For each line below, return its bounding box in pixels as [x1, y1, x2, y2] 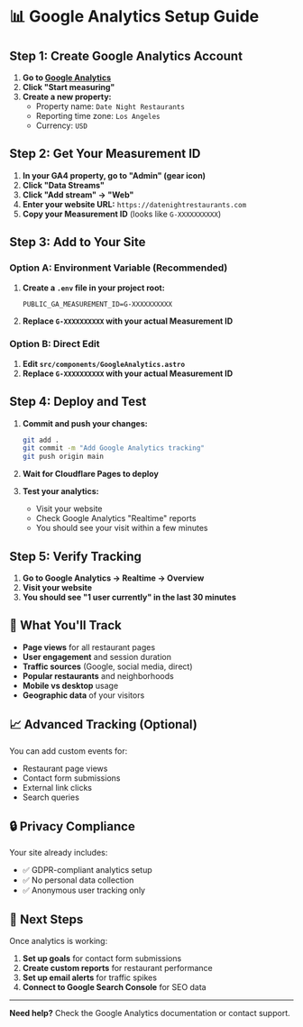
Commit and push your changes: [22, 417, 148, 428]
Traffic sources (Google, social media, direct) [22, 661, 193, 672]
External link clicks [22, 782, 93, 793]
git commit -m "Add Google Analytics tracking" [22, 444, 205, 453]
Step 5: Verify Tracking [9, 548, 142, 564]
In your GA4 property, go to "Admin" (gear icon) [22, 170, 206, 180]
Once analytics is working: [9, 936, 108, 947]
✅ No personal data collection [22, 875, 134, 885]
